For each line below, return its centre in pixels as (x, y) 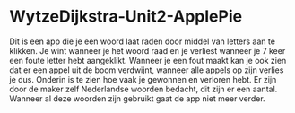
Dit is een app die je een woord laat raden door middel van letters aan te (143, 41)
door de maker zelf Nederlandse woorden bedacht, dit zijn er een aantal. (143, 89)
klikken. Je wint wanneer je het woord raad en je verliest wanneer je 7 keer (147, 50)
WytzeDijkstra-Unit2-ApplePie (126, 17)
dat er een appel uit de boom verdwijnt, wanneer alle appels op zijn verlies (147, 70)
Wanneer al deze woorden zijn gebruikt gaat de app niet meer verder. (138, 98)
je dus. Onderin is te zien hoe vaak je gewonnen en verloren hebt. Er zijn (143, 79)
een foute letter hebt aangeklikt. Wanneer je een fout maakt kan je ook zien (148, 60)
